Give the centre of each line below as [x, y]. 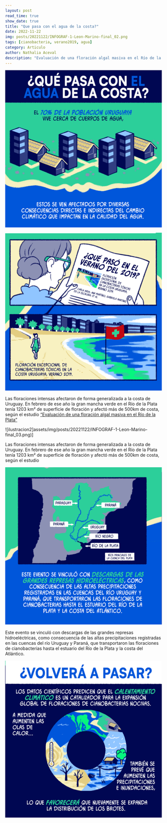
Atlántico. [15, 654]
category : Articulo [25, 47]
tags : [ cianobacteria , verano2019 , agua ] [49, 42]
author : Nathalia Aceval [31, 52]
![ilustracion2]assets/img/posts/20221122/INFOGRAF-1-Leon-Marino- [76, 429]
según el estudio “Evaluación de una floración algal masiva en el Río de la [80, 414]
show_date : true [22, 21]
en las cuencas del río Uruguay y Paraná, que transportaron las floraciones [82, 643]
